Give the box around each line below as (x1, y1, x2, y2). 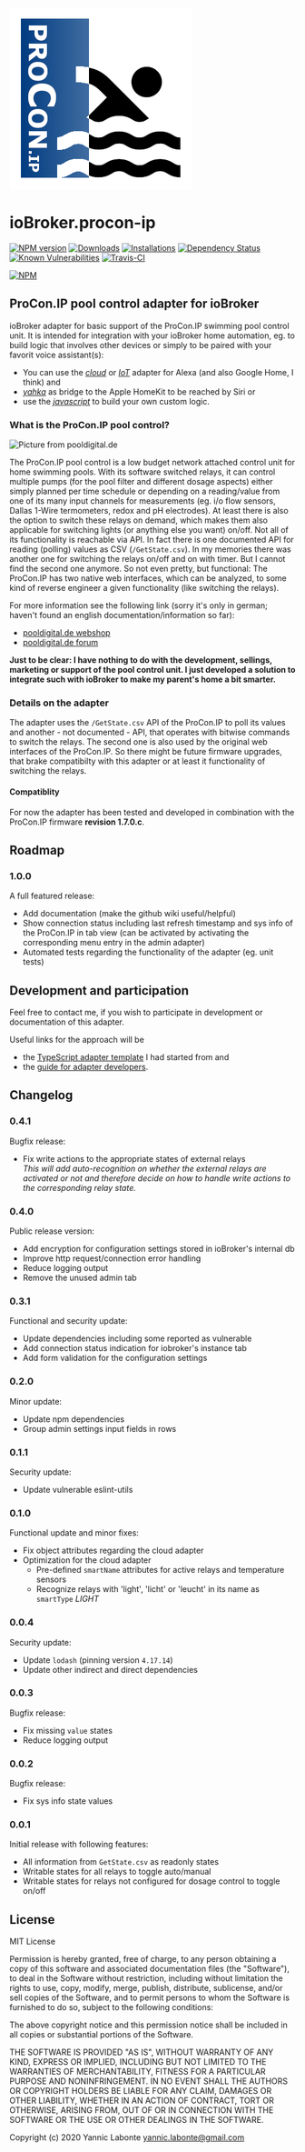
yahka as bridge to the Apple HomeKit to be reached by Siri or (22, 385, 256, 397)
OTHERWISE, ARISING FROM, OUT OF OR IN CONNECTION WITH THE (9, 2105, 274, 2116)
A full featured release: (9, 890, 95, 902)
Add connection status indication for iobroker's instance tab (22, 1343, 247, 1354)
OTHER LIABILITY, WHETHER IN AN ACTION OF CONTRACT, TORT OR (9, 2095, 274, 2107)
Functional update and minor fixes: (9, 1527, 139, 1538)
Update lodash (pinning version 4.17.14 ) (22, 1654, 174, 1666)
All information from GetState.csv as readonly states (22, 1857, 220, 1867)
